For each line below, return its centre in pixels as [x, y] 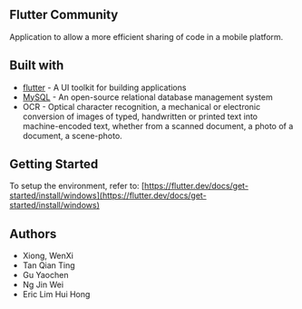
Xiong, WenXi [48, 256]
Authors [33, 234]
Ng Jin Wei [43, 284]
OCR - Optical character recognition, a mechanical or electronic [141, 106]
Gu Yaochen [45, 275]
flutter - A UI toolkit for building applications [104, 87]
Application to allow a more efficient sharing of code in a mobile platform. [146, 36]
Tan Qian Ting [49, 265]
